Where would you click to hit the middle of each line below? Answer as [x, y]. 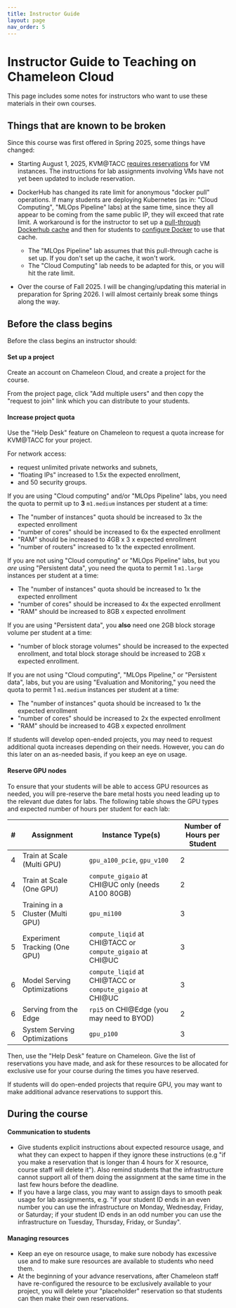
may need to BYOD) [122, 1018]
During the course [48, 1114]
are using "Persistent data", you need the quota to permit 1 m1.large [105, 568]
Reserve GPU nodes [37, 770]
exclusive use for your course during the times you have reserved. [103, 1070]
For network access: [37, 454]
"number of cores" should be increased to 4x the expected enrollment [119, 604]
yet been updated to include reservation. [76, 179]
